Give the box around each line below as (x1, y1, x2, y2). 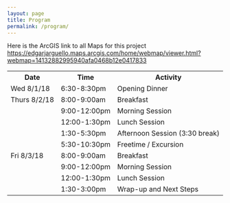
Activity (155, 73, 182, 83)
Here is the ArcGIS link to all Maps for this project (7, 42, 146, 50)
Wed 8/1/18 (10, 84, 50, 94)
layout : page (7, 10, 45, 17)
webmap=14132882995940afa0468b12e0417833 (7, 56, 147, 65)
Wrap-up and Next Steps (117, 184, 199, 194)
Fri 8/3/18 (10, 151, 44, 160)
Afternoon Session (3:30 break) (117, 129, 220, 138)
